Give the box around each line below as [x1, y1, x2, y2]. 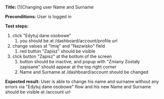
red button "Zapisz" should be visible [19, 49, 95, 54]
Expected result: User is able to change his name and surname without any [5, 78, 159, 84]
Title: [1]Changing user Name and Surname [5, 4, 94, 10]
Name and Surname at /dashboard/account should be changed [19, 69, 149, 75]
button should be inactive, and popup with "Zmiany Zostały [19, 59, 140, 64]
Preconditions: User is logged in [5, 14, 72, 19]
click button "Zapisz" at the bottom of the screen [12, 53, 112, 59]
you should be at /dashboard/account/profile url [19, 38, 118, 44]
